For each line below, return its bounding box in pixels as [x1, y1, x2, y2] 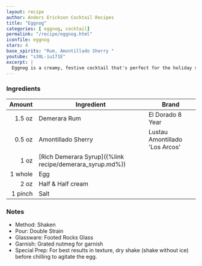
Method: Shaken [14, 221, 56, 228]
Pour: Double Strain [14, 227, 64, 235]
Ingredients [6, 85, 41, 93]
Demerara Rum [38, 114, 81, 122]
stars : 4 [6, 43, 28, 49]
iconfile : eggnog [6, 37, 50, 43]
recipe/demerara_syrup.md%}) [38, 160, 126, 169]
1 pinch [11, 189, 33, 197]
